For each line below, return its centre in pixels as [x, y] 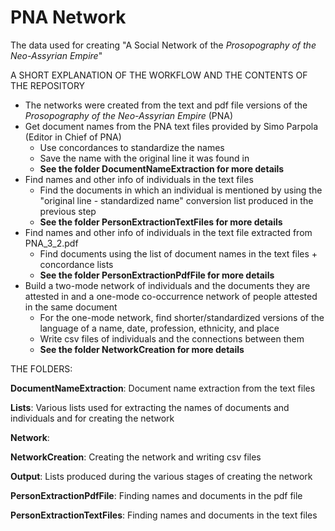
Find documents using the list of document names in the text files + [178, 253]
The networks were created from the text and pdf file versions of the [166, 105]
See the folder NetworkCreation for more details [142, 349]
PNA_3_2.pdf [51, 243]
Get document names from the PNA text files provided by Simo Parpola [171, 126]
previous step [68, 211]
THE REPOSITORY [48, 85]
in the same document [71, 307]
